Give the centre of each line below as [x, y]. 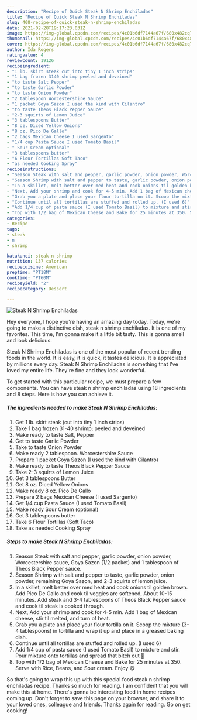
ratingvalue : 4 [25, 55]
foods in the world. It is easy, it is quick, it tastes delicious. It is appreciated [97, 358]
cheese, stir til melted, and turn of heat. [63, 619]
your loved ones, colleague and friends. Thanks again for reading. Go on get [98, 704]
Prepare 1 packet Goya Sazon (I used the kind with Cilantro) [87, 460]
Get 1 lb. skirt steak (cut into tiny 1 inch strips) [70, 423]
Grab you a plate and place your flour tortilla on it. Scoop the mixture [98, 625]
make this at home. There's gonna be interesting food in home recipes [91, 692]
